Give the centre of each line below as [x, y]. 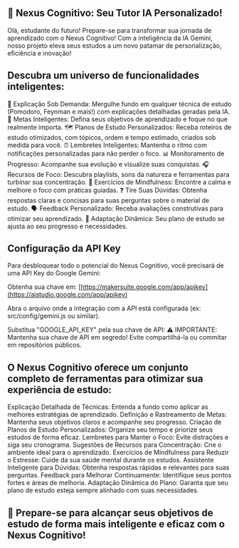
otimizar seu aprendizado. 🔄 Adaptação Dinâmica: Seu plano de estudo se [116, 218]
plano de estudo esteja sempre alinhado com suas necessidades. [103, 490]
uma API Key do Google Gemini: [54, 273]
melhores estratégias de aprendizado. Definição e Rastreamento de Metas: [117, 415]
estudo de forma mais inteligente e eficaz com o [116, 524]
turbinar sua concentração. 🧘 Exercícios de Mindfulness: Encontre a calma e [119, 182]
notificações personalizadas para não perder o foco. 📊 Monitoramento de [116, 153]
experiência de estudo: [60, 390]
